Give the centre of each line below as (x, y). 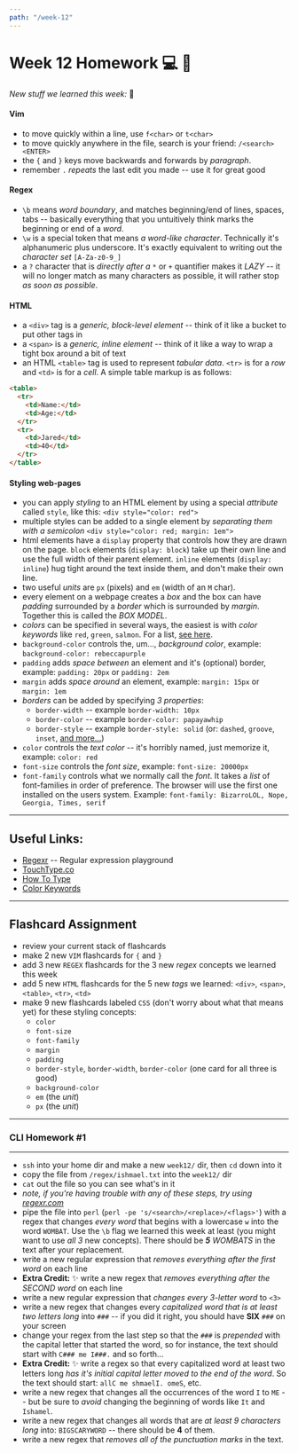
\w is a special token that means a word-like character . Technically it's (150, 238)
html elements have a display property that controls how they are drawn (154, 540)
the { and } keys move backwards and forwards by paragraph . (137, 160)
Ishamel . (37, 1411)
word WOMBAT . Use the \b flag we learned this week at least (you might (149, 1231)
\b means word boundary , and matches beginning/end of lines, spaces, (153, 209)
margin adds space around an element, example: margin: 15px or (141, 682)
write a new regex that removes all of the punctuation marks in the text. (153, 1440)
